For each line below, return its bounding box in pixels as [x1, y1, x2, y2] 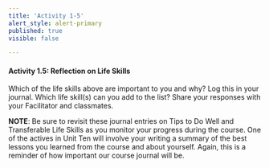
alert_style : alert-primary [8, 19, 103, 27]
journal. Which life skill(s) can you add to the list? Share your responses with [8, 92, 261, 102]
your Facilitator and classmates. [8, 101, 114, 111]
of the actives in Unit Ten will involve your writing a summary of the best [8, 133, 247, 143]
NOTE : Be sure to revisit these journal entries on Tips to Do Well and [8, 117, 234, 126]
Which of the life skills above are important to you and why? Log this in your [8, 84, 259, 93]
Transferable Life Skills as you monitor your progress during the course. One [8, 125, 262, 135]
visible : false [8, 34, 59, 43]
